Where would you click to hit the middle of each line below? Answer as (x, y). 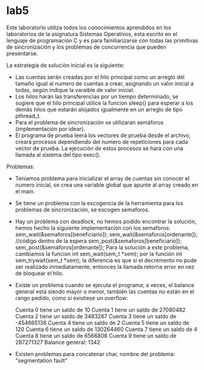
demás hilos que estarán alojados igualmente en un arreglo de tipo (99, 109)
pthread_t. (28, 116)
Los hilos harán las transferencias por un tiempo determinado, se (97, 96)
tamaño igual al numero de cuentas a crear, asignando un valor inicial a (104, 84)
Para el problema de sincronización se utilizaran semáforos (89, 122)
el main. (25, 191)
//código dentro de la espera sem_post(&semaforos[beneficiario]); (98, 241)
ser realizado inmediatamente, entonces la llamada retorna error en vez (105, 266)
